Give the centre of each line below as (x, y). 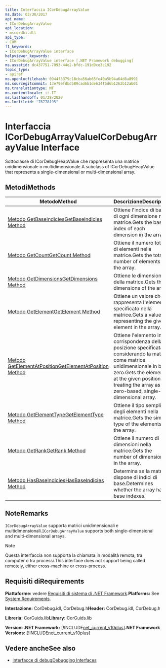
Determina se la (132, 471)
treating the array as (137, 385)
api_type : (15, 38)
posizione (125, 347)
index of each (129, 228)
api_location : (20, 28)
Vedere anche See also (40, 648)
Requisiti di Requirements (45, 581)
